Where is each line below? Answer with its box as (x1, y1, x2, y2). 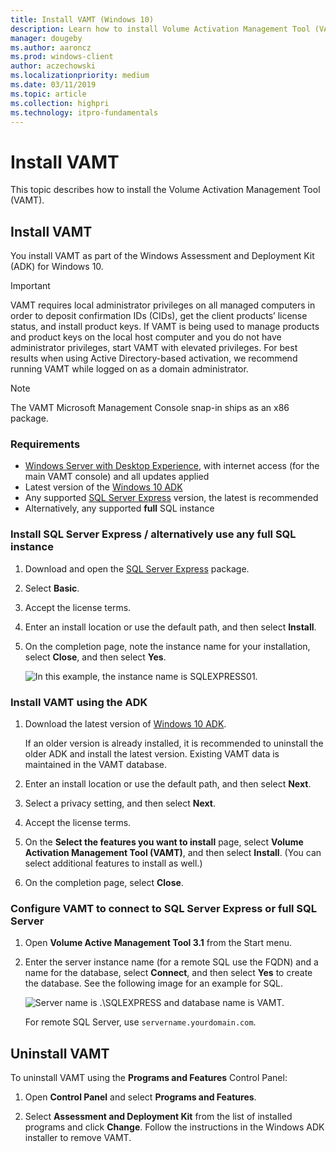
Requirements (10, 437, 81, 451)
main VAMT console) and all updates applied (24, 471, 210, 483)
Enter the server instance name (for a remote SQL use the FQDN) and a (24, 956, 319, 968)
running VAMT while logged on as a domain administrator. (10, 363, 249, 375)
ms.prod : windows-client (10, 52, 114, 62)
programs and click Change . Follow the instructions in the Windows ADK (24, 1121, 325, 1133)
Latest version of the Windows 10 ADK (24, 481, 183, 493)
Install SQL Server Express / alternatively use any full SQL (10, 527, 297, 541)
